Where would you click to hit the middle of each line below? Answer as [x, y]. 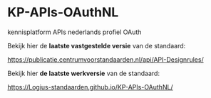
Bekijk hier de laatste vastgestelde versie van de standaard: [97, 45]
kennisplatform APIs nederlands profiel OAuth [74, 32]
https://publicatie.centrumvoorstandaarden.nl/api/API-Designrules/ [106, 59]
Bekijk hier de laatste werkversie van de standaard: [84, 73]
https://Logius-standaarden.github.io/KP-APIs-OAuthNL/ [90, 87]
